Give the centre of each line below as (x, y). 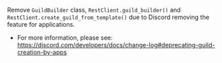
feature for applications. (41, 24)
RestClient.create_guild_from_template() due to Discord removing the (108, 17)
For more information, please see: (65, 38)
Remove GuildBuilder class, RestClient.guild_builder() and (94, 10)
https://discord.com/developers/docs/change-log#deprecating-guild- (116, 45)
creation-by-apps (42, 52)
